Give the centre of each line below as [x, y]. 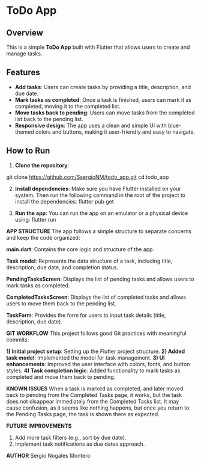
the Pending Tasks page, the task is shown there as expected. [83, 414]
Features [23, 73]
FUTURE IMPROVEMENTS [39, 426]
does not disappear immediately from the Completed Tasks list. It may [93, 401]
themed [24, 132]
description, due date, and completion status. [62, 267]
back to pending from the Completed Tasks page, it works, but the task [94, 395]
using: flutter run [35, 219]
